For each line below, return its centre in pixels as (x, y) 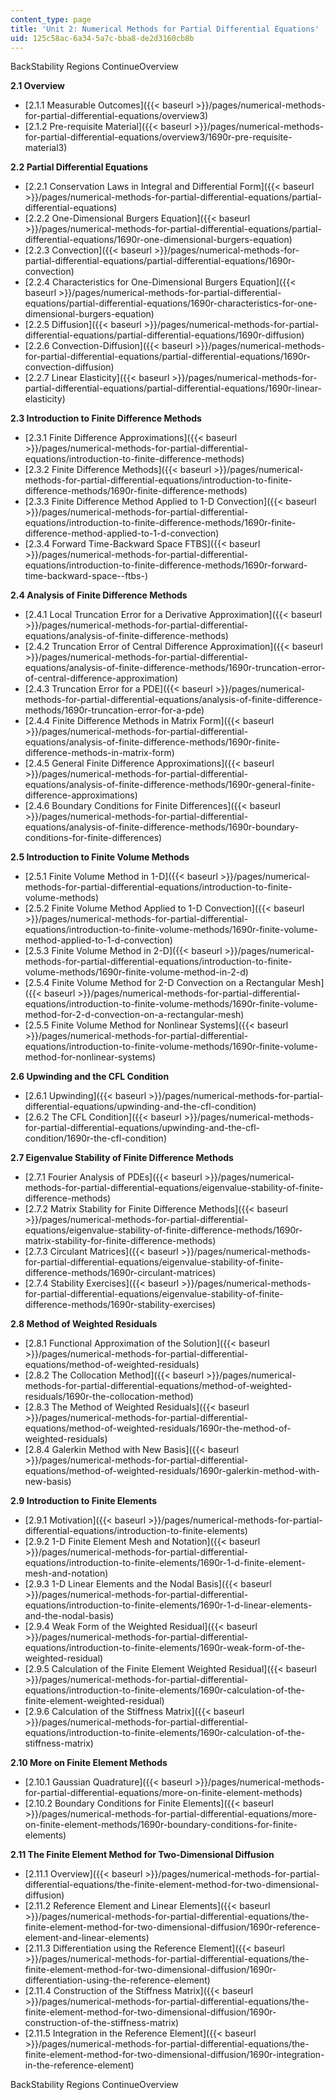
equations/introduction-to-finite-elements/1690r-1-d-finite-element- (165, 1563)
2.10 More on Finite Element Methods (89, 1763)
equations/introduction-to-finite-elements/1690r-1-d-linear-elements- (168, 1605)
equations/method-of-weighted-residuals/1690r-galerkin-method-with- (172, 1471)
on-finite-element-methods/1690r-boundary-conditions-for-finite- (161, 1825)
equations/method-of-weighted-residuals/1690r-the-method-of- (158, 1428)
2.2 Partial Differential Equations (79, 167)
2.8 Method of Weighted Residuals (84, 1324)
